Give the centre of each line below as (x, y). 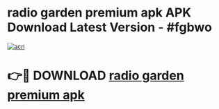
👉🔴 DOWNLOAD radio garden (96, 76)
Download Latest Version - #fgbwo (109, 27)
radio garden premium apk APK (99, 13)
